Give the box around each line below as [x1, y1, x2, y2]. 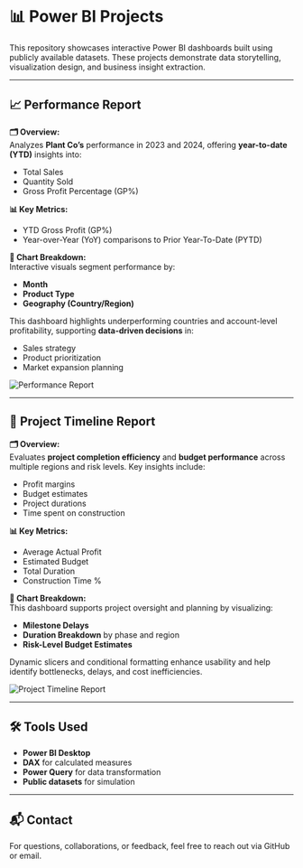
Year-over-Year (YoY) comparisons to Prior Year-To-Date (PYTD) [22, 234, 263, 245]
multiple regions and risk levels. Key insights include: [9, 461, 206, 471]
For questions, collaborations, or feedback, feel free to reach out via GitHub [9, 841, 290, 852]
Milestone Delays [22, 620, 89, 630]
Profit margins [22, 479, 76, 490]
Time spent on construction [22, 507, 125, 518]
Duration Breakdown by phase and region [22, 629, 180, 640]
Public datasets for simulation [22, 777, 135, 788]
